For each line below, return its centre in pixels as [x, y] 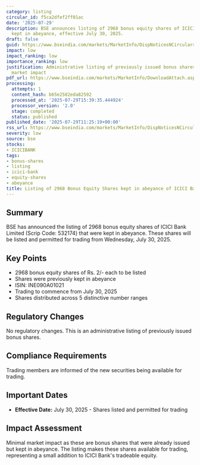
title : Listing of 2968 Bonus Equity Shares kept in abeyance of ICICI [97, 188]
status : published [35, 117]
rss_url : [17, 128]
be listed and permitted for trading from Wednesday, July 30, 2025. [89, 240]
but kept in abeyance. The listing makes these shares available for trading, [97, 449]
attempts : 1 [26, 89]
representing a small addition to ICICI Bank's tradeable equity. [82, 455]
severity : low [24, 133]
